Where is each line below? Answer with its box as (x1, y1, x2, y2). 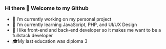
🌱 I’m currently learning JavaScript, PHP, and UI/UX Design (12, 21, 137, 28)
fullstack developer (12, 33, 53, 39)
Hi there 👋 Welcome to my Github (5, 5, 89, 12)
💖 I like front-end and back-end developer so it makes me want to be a (12, 27, 161, 33)
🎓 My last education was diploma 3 (12, 38, 88, 44)
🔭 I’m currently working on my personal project (12, 16, 112, 22)
